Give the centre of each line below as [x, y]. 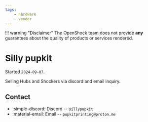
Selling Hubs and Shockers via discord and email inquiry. [63, 81]
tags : [11, 10]
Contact [18, 97]
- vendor [23, 19]
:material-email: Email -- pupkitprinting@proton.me [64, 114]
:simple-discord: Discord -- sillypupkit [53, 109]
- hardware [25, 14]
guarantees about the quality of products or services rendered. [69, 38]
